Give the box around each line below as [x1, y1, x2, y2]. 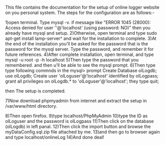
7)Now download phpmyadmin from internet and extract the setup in [5, 98, 147, 104]
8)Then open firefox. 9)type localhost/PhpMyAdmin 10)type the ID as [5, 113, 148, 119]
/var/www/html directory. [5, 103, 58, 109]
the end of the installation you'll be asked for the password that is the [5, 41, 148, 47]
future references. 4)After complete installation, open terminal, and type [5, 51, 154, 57]
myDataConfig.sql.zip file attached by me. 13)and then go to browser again [5, 129, 160, 135]
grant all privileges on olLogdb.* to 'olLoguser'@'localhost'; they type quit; [5, 78, 159, 84]
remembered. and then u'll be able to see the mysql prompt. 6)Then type [5, 62, 155, 68]
